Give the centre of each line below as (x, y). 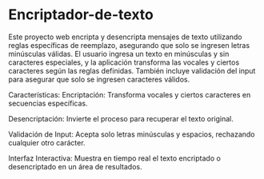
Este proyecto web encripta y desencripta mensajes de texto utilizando (125, 37)
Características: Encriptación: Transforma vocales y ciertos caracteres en (130, 94)
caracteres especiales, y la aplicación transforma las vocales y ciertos (124, 62)
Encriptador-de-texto (81, 15)
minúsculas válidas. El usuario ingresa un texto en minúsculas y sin (119, 54)
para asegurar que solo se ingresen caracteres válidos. (99, 79)
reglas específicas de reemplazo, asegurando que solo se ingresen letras (129, 45)
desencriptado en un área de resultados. (75, 166)
